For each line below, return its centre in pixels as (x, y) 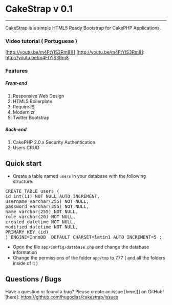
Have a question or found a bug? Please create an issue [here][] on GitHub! (85, 291)
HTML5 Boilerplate (33, 101)
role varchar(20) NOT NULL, (40, 217)
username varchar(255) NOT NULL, (47, 201)
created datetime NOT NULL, (40, 222)
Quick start (24, 164)
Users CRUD (26, 148)
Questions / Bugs (33, 279)
